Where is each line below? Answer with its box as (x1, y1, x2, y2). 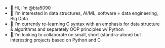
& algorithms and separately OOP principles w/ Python (10, 26, 124, 32)
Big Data (10, 16, 28, 21)
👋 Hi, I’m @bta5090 (10, 5, 51, 11)
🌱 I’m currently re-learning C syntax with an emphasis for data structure (10, 21, 160, 27)
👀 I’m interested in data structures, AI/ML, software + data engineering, (10, 10, 158, 16)
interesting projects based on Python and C (10, 37, 101, 43)
